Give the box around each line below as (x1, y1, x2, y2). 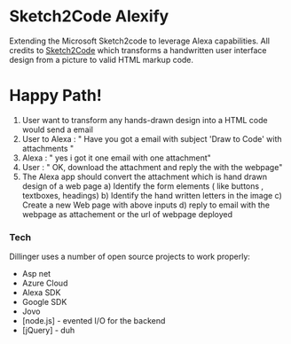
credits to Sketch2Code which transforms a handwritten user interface (9, 44, 267, 55)
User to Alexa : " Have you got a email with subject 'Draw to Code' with (21, 133, 282, 144)
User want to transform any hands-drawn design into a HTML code (21, 114, 268, 125)
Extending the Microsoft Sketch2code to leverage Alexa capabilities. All (9, 35, 271, 46)
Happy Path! (9, 86, 102, 106)
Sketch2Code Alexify (9, 6, 169, 27)
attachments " (21, 143, 75, 153)
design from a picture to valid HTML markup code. (9, 54, 193, 65)
